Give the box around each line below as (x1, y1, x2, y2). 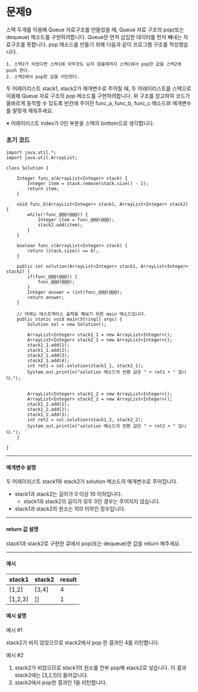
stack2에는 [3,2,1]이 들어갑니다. (14, 672, 88, 679)
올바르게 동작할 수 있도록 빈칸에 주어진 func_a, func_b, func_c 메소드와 (6, 99, 171, 106)
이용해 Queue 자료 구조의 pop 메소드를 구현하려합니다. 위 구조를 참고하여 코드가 (6, 92, 190, 99)
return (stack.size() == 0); (27, 248, 99, 254)
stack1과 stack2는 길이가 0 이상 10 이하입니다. (14, 490, 123, 497)
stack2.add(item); (37, 222, 83, 228)
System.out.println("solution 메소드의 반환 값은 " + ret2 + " (27, 423, 176, 429)
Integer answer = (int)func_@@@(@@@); (27, 289, 123, 296)
